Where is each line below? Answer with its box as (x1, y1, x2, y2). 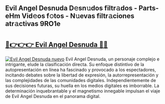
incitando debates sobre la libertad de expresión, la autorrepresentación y (5, 72, 158, 78)
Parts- (138, 4, 159, 12)
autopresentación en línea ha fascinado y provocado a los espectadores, (5, 67, 156, 72)
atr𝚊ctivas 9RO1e (5, 19, 61, 28)
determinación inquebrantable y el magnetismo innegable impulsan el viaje (5, 88, 160, 94)
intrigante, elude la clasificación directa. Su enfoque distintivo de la (5, 61, 144, 67)
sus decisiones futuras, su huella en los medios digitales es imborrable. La (5, 82, 159, 88)
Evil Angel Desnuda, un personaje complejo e (65, 56, 160, 62)
